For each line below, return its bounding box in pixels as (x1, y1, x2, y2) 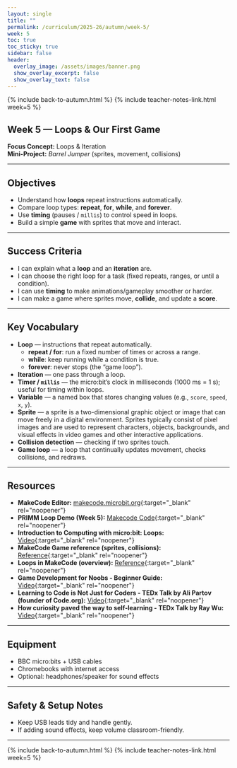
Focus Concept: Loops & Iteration (7, 142, 107, 151)
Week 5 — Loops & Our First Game (7, 123, 161, 135)
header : (7, 57, 30, 64)
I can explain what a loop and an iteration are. (17, 264, 152, 272)
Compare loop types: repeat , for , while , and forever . (17, 203, 172, 211)
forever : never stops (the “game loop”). (28, 362, 143, 371)
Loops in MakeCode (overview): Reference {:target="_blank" (17, 559, 195, 567)
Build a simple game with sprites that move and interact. (17, 219, 181, 226)
